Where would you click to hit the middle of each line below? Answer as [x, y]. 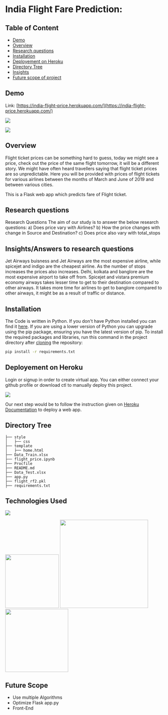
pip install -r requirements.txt [40, 352]
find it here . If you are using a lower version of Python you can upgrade [79, 327]
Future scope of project [37, 77]
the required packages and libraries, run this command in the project [76, 337]
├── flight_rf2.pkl [26, 481]
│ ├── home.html [24, 450]
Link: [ [12, 105]
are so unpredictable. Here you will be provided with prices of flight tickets [82, 174]
